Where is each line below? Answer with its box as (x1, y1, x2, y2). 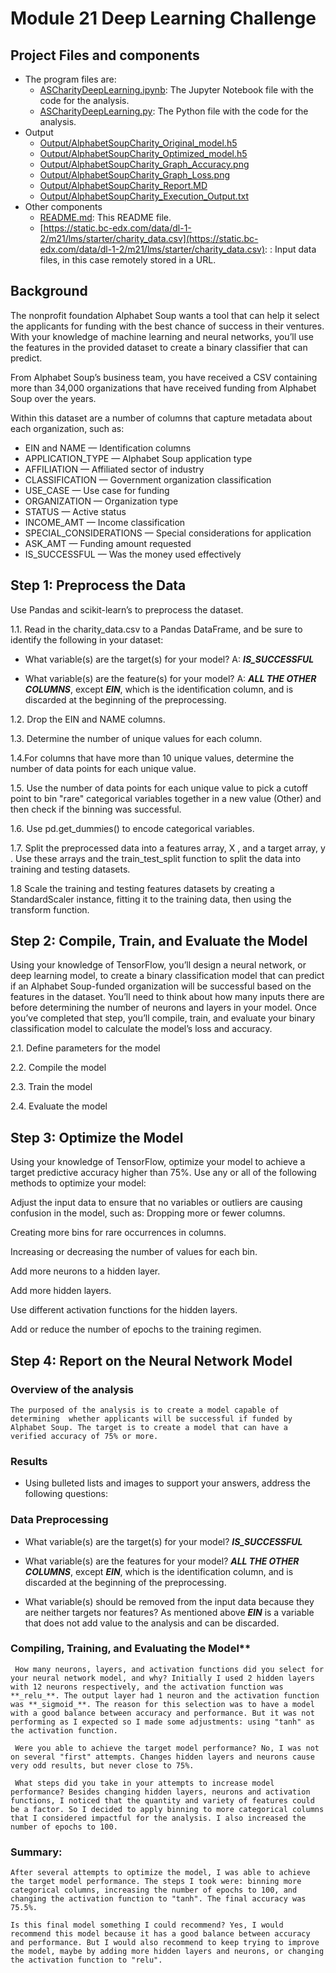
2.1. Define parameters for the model (10, 1042, 161, 1054)
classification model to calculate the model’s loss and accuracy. (10, 1023, 273, 1035)
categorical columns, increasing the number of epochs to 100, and (10, 1885, 298, 1896)
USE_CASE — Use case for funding (24, 484, 170, 496)
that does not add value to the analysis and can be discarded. (24, 1617, 280, 1629)
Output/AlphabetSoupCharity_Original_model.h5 (39, 137, 238, 149)
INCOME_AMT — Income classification (24, 516, 186, 528)
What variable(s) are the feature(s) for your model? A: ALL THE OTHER (24, 672, 317, 684)
